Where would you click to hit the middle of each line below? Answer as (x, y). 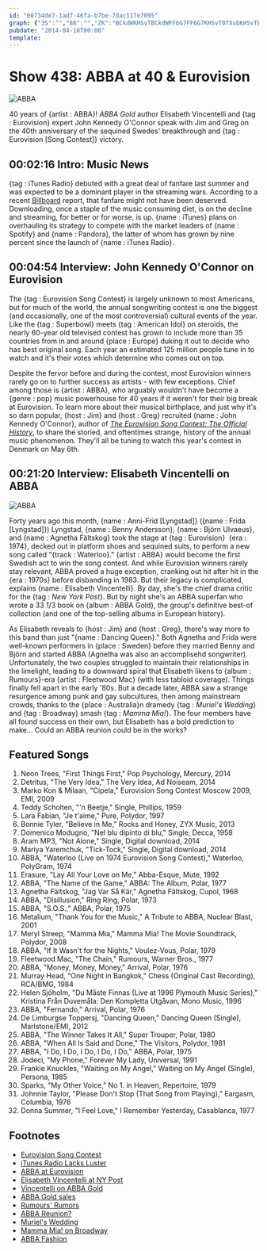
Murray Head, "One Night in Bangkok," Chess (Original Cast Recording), (138, 976)
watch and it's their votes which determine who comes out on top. (117, 358)
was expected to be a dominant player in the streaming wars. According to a (133, 192)
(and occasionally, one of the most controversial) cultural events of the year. (133, 316)
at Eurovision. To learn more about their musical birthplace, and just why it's (133, 407)
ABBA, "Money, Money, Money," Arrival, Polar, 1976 (104, 967)
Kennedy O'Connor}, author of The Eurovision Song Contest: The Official (128, 423)
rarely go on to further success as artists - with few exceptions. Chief (122, 381)
